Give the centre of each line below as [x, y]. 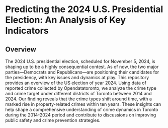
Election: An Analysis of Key [66, 20]
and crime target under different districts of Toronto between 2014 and [78, 93]
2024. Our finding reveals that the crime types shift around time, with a [79, 99]
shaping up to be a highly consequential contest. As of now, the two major [82, 67]
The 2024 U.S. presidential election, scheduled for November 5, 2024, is [80, 61]
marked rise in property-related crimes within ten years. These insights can [83, 104]
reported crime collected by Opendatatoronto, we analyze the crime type [81, 88]
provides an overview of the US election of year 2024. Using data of [76, 83]
